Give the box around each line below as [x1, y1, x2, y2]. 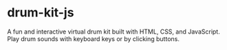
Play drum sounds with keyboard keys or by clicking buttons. [7, 34, 180, 42]
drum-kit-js [7, 5, 74, 21]
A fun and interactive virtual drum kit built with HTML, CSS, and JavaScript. [7, 27, 220, 36]
